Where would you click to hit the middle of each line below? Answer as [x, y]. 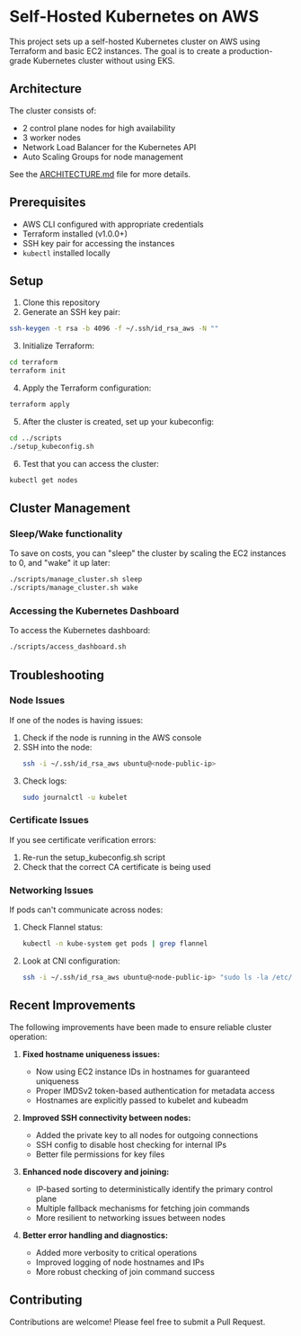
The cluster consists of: [53, 111]
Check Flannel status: [62, 928]
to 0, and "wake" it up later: [60, 563]
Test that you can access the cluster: [91, 463]
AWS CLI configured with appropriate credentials [113, 224]
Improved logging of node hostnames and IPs [120, 1262]
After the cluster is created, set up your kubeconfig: [118, 421]
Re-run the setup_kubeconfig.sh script [94, 857]
